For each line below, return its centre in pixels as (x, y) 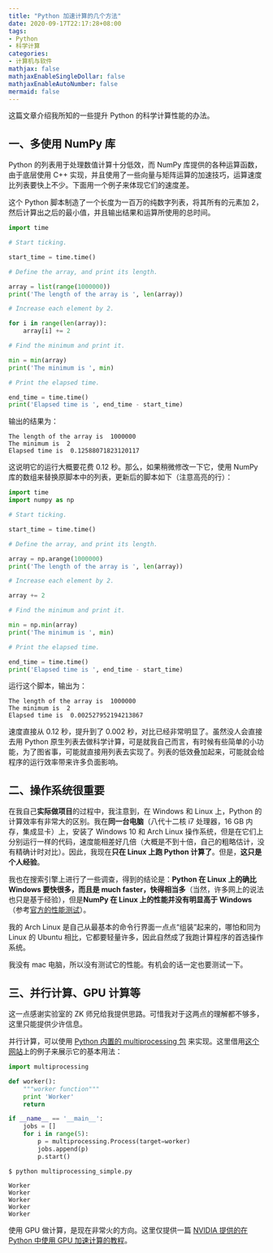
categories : (28, 54)
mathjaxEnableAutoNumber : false (63, 84)
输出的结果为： (33, 421)
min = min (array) (38, 360)
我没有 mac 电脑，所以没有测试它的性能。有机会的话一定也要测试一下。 (128, 965)
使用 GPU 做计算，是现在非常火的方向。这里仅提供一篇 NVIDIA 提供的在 (128, 1230)
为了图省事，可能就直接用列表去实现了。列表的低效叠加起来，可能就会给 (143, 752)
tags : (17, 31)
